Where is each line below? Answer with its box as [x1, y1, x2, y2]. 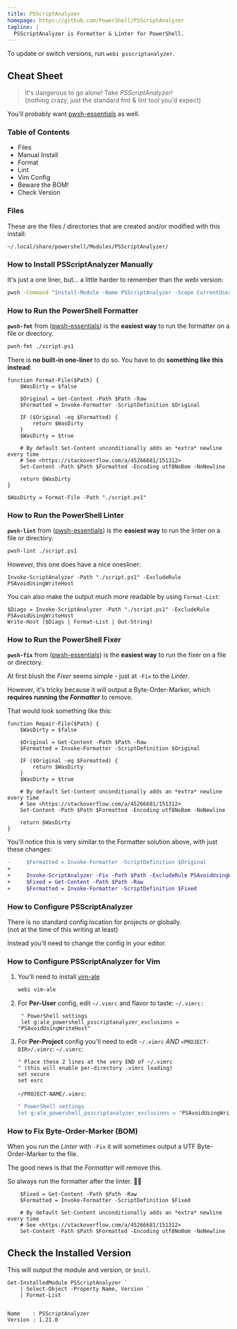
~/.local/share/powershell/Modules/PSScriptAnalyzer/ [7, 243, 169, 250]
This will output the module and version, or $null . [7, 1266, 151, 1274]
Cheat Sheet [7, 70, 63, 82]
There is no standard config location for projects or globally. [7, 918, 182, 926]
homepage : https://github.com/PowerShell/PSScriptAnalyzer [7, 17, 185, 24]
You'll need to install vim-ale [17, 973, 100, 981]
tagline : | [7, 23, 39, 30]
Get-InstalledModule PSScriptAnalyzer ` [7, 1280, 128, 1287]
